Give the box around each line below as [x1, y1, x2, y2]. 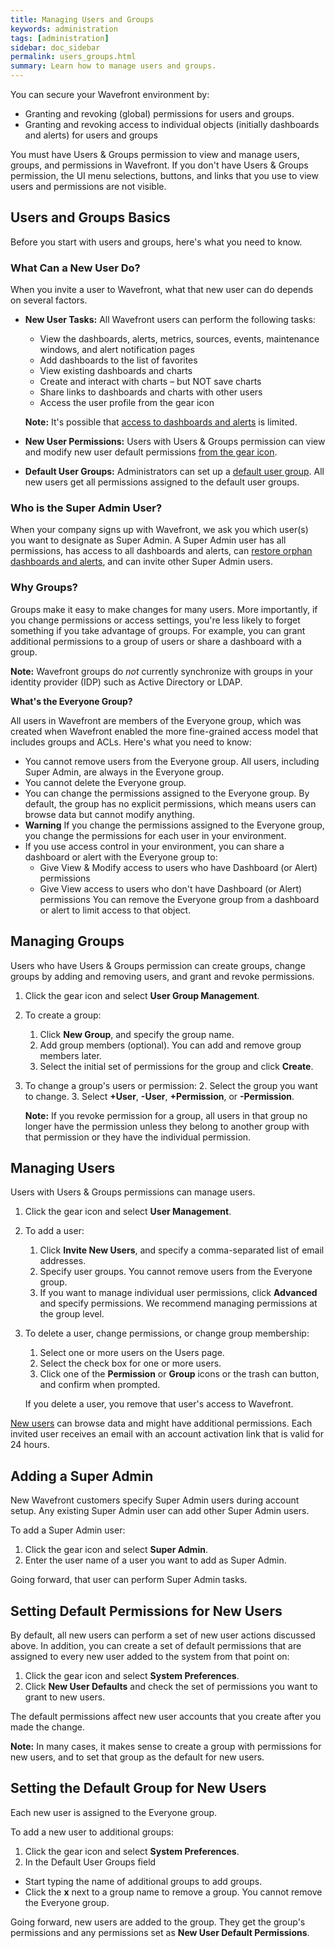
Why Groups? [10, 581, 78, 595]
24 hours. [10, 1439, 50, 1451]
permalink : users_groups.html [10, 52, 137, 62]
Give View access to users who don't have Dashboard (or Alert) [39, 882, 303, 895]
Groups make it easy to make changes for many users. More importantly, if [10, 603, 318, 615]
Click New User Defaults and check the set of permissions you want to [24, 1680, 318, 1692]
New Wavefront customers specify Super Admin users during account [10, 1494, 300, 1506]
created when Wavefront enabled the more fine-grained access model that [10, 725, 319, 737]
